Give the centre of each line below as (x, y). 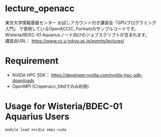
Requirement (32, 61)
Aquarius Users (37, 117)
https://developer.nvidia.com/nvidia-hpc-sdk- (97, 75)
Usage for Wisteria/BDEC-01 (64, 107)
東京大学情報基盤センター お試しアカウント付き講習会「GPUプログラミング (81, 22)
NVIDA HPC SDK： (31, 75)
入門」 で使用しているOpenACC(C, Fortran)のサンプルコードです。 (72, 29)
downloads (23, 80)
